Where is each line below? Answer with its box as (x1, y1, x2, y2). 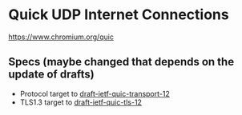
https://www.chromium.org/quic (8, 32, 115, 42)
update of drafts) (8, 68, 95, 81)
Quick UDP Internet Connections (8, 6, 230, 24)
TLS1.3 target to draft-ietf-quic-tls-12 (19, 97, 143, 107)
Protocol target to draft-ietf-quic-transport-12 (19, 89, 170, 98)
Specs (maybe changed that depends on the (8, 55, 235, 69)
